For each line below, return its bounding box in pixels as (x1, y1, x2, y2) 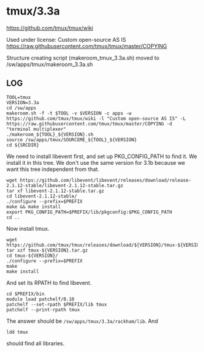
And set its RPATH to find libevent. (6, 279, 92, 286)
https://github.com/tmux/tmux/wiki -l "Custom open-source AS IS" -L (6, 115, 186, 122)
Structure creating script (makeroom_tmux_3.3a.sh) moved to (6, 54, 160, 61)
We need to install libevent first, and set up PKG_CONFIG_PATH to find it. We (6, 153, 197, 160)
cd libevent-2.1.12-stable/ (6, 193, 78, 199)
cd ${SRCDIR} (6, 142, 39, 148)
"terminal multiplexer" (6, 126, 67, 132)
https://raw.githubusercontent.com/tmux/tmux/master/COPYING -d (6, 121, 172, 127)
